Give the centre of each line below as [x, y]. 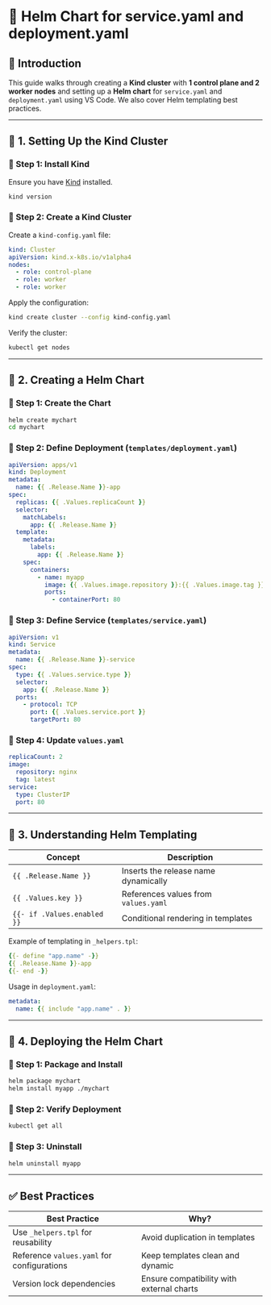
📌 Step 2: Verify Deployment [65, 1109]
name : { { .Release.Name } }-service [75, 660]
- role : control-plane [54, 272]
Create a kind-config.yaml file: [60, 235]
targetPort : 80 [55, 720]
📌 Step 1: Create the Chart [60, 403]
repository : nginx [47, 772]
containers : [50, 569]
